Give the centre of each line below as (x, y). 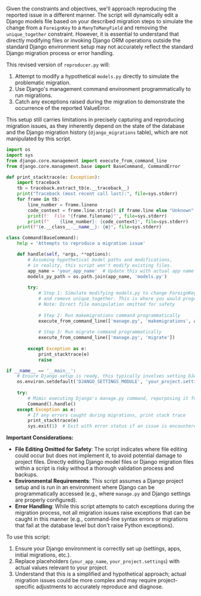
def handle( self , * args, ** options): (64, 254)
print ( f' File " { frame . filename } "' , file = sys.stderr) (98, 216)
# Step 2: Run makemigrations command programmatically (109, 315)
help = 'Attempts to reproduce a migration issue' (81, 244)
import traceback (39, 183)
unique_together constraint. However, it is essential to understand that (93, 34)
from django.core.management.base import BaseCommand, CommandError (93, 166)
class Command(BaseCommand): (42, 238)
